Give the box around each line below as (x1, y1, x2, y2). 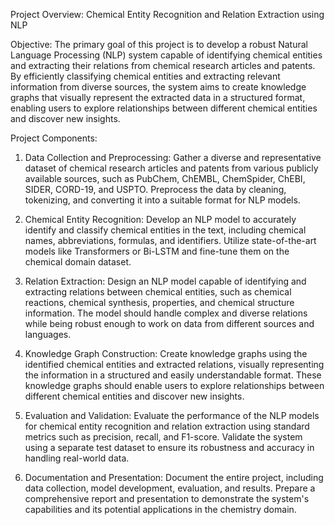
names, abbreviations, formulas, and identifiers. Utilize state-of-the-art (24, 235, 317, 246)
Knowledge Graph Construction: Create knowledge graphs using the (24, 348, 308, 359)
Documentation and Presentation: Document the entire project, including (24, 472, 324, 483)
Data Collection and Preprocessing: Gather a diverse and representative (24, 152, 322, 163)
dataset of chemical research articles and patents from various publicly (24, 162, 319, 174)
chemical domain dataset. (24, 256, 132, 268)
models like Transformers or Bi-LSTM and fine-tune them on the (24, 245, 290, 257)
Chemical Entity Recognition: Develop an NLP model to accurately (24, 214, 297, 225)
